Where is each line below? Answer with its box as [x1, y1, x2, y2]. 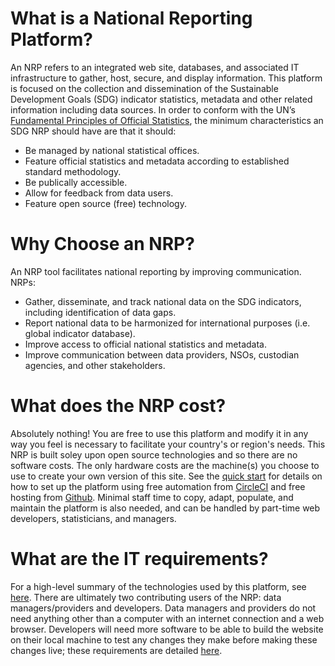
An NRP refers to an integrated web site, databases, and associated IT [10, 61, 300, 73]
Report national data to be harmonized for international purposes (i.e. [24, 317, 311, 329]
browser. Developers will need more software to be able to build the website [10, 623, 324, 635]
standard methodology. [24, 165, 122, 177]
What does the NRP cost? [10, 395, 227, 417]
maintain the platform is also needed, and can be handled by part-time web [10, 502, 321, 514]
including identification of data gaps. [24, 306, 177, 318]
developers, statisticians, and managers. [10, 512, 177, 524]
